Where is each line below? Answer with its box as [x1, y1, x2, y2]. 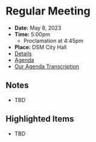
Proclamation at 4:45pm [23, 37, 84, 44]
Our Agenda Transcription [14, 62, 80, 70]
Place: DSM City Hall [14, 44, 67, 51]
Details [14, 50, 32, 57]
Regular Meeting [5, 4, 91, 18]
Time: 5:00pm [14, 30, 51, 37]
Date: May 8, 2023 [14, 24, 62, 31]
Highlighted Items [5, 114, 74, 124]
